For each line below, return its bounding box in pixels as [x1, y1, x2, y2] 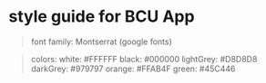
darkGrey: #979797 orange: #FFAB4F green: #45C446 [30, 63, 236, 74]
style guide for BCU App [8, 6, 195, 27]
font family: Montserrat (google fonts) [30, 36, 172, 47]
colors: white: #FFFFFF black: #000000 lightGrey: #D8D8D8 [30, 53, 258, 64]
